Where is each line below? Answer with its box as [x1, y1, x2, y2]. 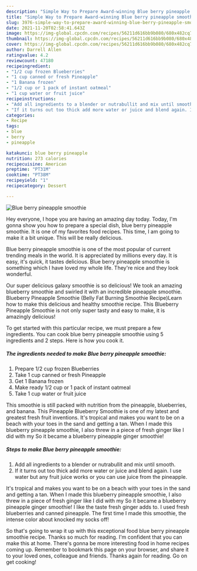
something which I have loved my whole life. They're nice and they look [6, 264, 179, 271]
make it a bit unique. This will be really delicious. [6, 234, 123, 241]
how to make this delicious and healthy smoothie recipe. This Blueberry [6, 300, 179, 308]
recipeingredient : [6, 63, 51, 69]
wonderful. [6, 271, 32, 278]
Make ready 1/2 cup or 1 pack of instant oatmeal [14, 384, 131, 391]
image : [6, 31, 22, 36]
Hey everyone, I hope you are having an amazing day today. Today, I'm [6, 215, 178, 222]
